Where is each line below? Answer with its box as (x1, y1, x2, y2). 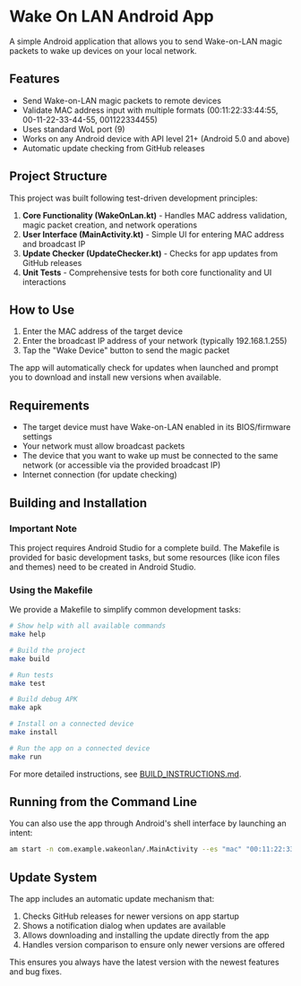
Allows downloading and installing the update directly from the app (21, 930, 270, 941)
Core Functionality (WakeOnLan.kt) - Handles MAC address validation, (21, 210, 288, 220)
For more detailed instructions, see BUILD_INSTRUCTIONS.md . (9, 768, 242, 779)
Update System (9, 870, 98, 885)
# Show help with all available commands (9, 622, 167, 630)
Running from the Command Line (9, 794, 198, 810)
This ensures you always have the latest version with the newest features (9, 956, 279, 968)
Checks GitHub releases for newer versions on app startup (21, 911, 240, 922)
